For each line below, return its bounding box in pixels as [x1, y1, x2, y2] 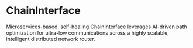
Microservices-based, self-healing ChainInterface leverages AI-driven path [6, 23, 187, 30]
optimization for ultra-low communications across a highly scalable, [6, 29, 170, 36]
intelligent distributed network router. [6, 35, 95, 42]
